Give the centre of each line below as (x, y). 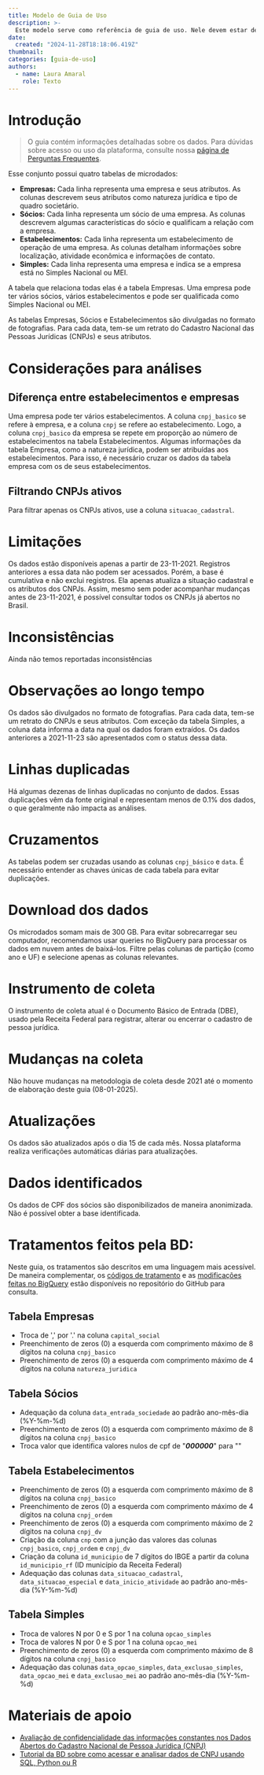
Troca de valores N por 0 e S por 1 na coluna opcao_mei (108, 1642)
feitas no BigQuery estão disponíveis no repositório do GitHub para (117, 1283)
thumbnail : (26, 52)
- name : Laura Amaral (51, 74)
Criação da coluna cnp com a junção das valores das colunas (118, 1540)
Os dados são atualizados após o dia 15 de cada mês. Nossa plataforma (125, 1142)
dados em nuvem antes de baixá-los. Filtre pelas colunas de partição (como (131, 948)
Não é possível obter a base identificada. (75, 1213)
